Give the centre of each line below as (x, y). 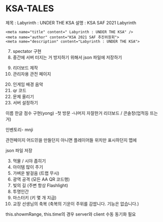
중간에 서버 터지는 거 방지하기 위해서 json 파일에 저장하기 (67, 57)
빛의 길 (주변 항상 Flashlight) (40, 185)
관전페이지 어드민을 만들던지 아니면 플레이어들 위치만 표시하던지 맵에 (71, 140)
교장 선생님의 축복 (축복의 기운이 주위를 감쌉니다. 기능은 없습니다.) (76, 203)
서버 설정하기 (25, 102)
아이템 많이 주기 (28, 167)
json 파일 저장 (19, 150)
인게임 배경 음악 (28, 84)
